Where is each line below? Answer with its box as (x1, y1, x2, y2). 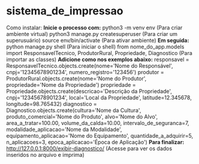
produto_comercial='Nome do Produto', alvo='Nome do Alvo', (6, 113, 158, 120)
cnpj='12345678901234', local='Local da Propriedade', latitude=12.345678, (6, 94, 192, 101)
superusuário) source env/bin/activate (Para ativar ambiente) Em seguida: (6, 37, 189, 44)
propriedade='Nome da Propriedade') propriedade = (6, 81, 136, 88)
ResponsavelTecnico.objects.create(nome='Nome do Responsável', (6, 62, 173, 69)
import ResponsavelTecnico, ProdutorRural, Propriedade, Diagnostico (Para (6, 49, 193, 56)
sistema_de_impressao (6, 4, 123, 18)
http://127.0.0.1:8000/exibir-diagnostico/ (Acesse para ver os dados (6, 145, 173, 152)
